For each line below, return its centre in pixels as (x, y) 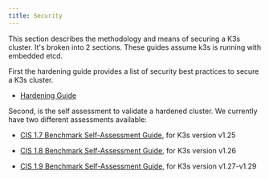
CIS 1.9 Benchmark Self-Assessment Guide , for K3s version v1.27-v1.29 (138, 166)
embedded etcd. (36, 55)
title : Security (35, 16)
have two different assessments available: (77, 119)
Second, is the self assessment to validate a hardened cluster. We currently (133, 111)
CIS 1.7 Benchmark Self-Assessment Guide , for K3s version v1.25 (128, 135)
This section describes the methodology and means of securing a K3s (124, 39)
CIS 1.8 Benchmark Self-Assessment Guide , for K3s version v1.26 (128, 150)
